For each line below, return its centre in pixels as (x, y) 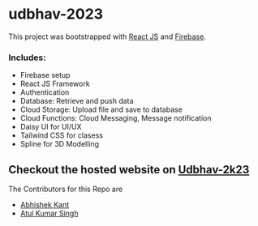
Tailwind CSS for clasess (62, 135)
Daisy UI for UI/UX (51, 127)
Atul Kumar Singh (49, 213)
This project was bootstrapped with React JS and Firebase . (107, 36)
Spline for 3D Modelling (60, 144)
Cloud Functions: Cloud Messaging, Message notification (116, 118)
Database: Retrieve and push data (77, 101)
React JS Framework (55, 84)
